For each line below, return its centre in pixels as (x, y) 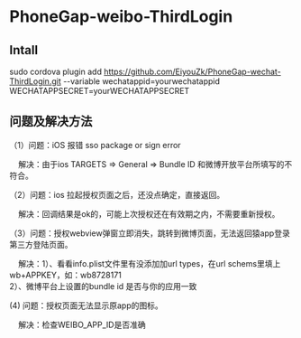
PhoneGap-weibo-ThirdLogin (121, 17)
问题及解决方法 (51, 122)
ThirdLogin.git (35, 81)
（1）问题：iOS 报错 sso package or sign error (96, 145)
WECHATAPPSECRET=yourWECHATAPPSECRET (100, 91)
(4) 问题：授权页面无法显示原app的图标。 (87, 305)
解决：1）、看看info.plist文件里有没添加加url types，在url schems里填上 (149, 263)
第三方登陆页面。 (41, 244)
